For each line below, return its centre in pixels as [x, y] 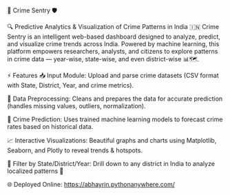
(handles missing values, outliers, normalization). [76, 106]
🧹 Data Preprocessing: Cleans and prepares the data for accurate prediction [115, 99]
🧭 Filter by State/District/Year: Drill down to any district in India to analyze [111, 164]
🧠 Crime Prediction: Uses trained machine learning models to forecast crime [115, 119]
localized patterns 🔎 [35, 171]
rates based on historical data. [50, 126]
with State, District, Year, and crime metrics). [71, 85]
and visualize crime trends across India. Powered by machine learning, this [113, 44]
